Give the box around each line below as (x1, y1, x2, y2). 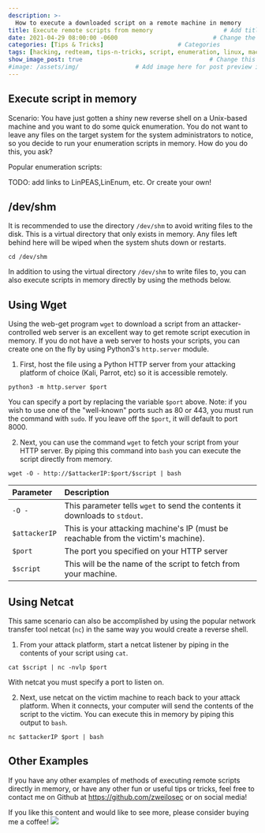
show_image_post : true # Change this (8, 56, 256, 64)
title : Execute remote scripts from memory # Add (8, 26, 242, 34)
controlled (8, 328, 42, 337)
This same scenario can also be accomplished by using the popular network (8, 617, 256, 625)
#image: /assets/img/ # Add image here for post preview (8, 63, 252, 71)
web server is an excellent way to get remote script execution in (43, 328, 251, 337)
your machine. (64, 568, 118, 580)
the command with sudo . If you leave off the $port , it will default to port (8, 414, 238, 423)
